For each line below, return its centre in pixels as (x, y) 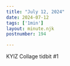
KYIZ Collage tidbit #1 (32, 56)
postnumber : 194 (26, 34)
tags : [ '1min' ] (25, 23)
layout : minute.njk (30, 28)
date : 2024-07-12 (28, 17)
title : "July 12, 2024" (36, 12)
